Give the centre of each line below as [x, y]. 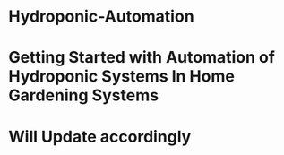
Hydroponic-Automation [101, 17]
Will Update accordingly [100, 137]
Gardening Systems [83, 95]
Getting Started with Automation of [142, 58]
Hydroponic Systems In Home [121, 77]
